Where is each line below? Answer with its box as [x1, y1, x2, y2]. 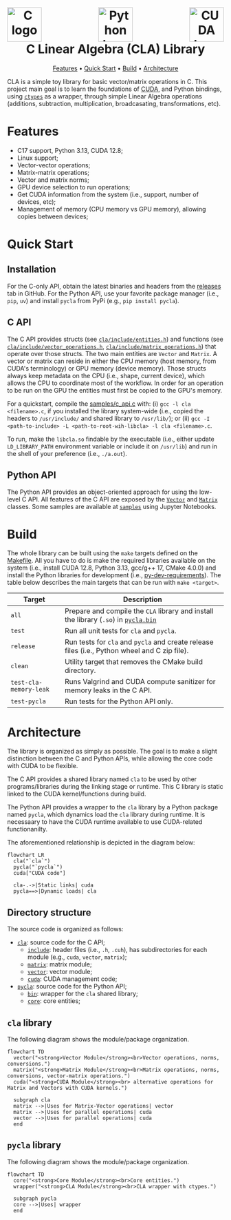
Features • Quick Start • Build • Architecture [52, 64, 179, 72]
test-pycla [10, 698, 46, 705]
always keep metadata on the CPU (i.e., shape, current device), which [7, 371, 205, 380]
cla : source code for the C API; [16, 938, 105, 947]
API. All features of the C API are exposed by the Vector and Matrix [27, 495, 218, 503]
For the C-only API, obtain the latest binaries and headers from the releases [7, 282, 221, 290]
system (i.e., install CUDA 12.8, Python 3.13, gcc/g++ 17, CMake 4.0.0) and [7, 564, 217, 572]
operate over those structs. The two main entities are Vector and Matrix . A [7, 349, 218, 358]
